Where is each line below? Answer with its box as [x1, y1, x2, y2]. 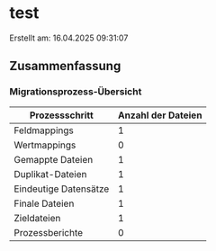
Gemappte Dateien [13, 153, 94, 166]
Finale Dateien [13, 197, 75, 210]
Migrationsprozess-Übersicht [9, 85, 142, 98]
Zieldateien [13, 211, 61, 224]
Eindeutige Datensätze [13, 183, 110, 195]
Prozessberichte [13, 226, 84, 238]
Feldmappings [13, 124, 74, 137]
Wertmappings [13, 139, 76, 151]
